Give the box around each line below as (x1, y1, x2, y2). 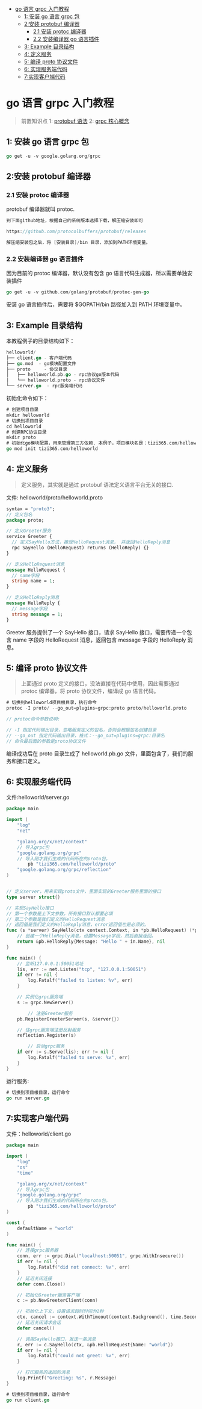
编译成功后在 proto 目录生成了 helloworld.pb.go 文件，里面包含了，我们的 (6, 749, 188, 757)
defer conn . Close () (17, 1281, 66, 1287)
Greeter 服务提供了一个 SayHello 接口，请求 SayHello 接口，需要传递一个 (6, 628, 188, 636)
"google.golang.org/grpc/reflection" (17, 867, 112, 873)
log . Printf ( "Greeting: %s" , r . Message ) (17, 1375, 117, 1381)
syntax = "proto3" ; (6, 505, 55, 512)
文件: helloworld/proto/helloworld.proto (6, 493, 103, 501)
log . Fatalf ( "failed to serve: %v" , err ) (28, 1055, 130, 1061)
